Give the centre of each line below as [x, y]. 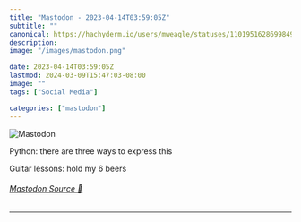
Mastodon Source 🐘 [46, 189]
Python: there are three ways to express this [91, 151]
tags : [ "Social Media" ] [54, 92]
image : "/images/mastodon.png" [68, 51]
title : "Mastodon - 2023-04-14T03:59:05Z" [90, 17]
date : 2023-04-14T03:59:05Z [62, 67]
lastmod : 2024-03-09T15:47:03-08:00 [77, 76]
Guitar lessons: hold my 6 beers [68, 168]
